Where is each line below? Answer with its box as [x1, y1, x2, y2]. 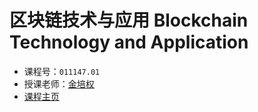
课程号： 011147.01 [23, 65, 101, 77]
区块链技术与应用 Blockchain [9, 9, 249, 32]
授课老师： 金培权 [23, 77, 95, 90]
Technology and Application [9, 31, 249, 54]
